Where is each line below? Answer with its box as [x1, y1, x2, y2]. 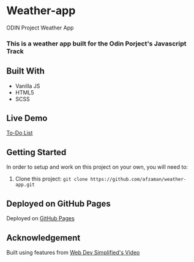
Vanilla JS [15, 82, 40, 90]
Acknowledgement [6, 233, 81, 243]
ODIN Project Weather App [6, 24, 74, 31]
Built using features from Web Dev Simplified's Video [6, 249, 140, 256]
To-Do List [6, 129, 33, 137]
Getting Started [6, 147, 67, 157]
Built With [6, 66, 45, 77]
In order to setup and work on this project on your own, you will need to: [6, 163, 188, 171]
